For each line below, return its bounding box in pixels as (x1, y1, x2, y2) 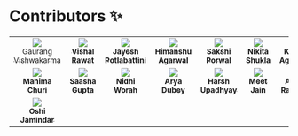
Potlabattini (105, 55, 146, 65)
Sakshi (206, 46, 231, 57)
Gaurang (21, 46, 53, 57)
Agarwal (158, 55, 189, 65)
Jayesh (112, 46, 139, 57)
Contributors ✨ (9, 6, 122, 26)
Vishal (71, 46, 95, 57)
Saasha (69, 76, 97, 86)
